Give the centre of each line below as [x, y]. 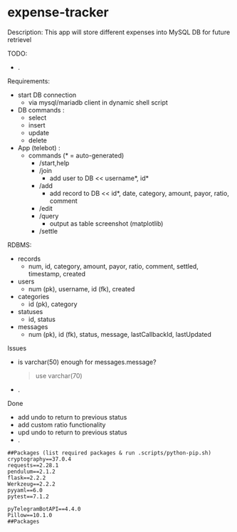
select [37, 118]
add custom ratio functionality [62, 424]
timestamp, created [57, 273]
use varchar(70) [59, 375]
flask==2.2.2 [27, 478]
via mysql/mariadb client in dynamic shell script [98, 102]
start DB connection [47, 95]
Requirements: [28, 81]
